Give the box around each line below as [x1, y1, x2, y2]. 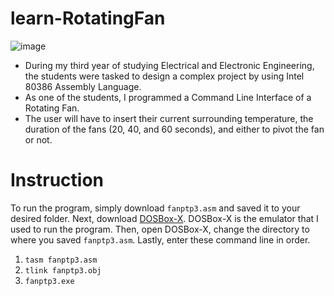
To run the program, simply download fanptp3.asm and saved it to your [10, 202, 301, 214]
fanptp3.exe [24, 276, 75, 286]
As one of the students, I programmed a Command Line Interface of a [24, 91, 312, 103]
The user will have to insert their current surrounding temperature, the [24, 112, 314, 124]
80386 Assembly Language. [24, 80, 142, 92]
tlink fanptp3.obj [24, 265, 102, 276]
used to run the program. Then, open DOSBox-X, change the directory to [10, 223, 310, 235]
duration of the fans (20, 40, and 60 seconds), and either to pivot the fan [24, 123, 325, 135]
